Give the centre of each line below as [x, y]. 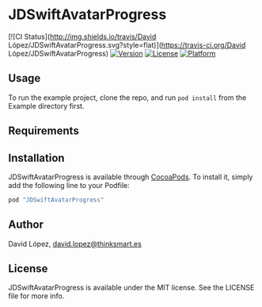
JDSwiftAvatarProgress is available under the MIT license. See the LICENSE [131, 288]
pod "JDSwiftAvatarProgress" [56, 200]
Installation [36, 157]
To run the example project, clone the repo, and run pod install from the [127, 98]
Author [26, 225]
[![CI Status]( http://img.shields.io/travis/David [82, 36]
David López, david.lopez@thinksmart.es [75, 244]
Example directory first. [46, 106]
